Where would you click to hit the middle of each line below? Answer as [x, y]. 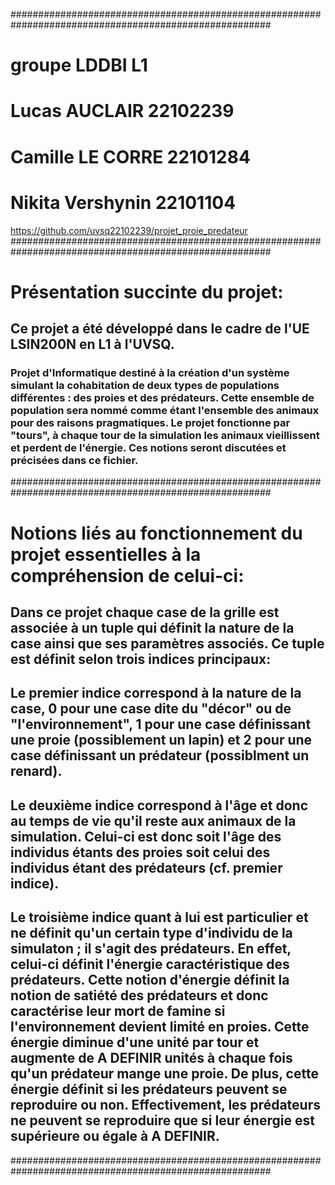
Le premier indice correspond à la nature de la [156, 693]
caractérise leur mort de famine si [118, 1011]
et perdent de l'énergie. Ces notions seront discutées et [148, 447]
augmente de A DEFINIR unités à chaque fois [151, 1058]
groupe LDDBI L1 [79, 65]
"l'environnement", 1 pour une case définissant [161, 724]
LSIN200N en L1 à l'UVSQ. [92, 344]
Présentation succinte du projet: [147, 291]
